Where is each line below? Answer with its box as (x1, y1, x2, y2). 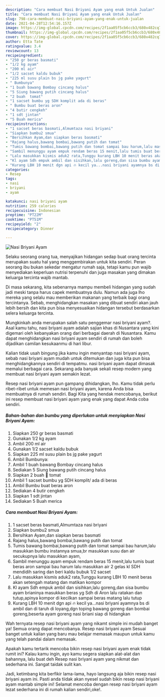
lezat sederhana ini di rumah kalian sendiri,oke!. (5, 686, 102, 692)
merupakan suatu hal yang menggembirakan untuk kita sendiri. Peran (5, 259, 146, 264)
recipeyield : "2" (5, 222, 41, 227)
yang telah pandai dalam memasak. (5, 636, 77, 642)
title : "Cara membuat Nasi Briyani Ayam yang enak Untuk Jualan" (5, 12, 141, 17)
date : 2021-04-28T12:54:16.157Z (5, 21, 71, 26)
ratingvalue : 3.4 (5, 44, 41, 49)
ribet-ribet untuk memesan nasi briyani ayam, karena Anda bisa (5, 385, 134, 391)
